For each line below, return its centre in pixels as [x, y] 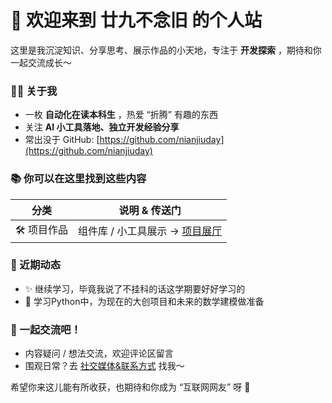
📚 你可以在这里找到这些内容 [78, 179]
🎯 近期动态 [36, 265]
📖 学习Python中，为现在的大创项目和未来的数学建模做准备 [144, 301]
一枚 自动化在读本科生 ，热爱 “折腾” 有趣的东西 [121, 115]
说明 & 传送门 [150, 210]
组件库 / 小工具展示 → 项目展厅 [150, 231]
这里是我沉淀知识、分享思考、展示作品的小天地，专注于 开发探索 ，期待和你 [166, 50]
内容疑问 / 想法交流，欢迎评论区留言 [99, 353]
